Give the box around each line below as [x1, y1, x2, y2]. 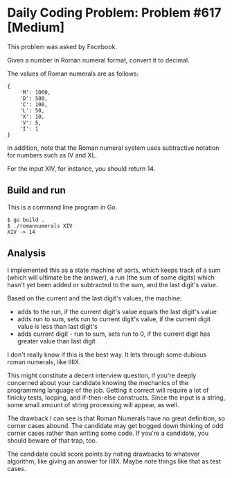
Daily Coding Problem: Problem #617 [7, 5, 222, 21]
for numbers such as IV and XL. [7, 151, 98, 159]
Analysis [7, 248, 46, 259]
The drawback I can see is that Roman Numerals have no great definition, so [7, 414, 225, 422]
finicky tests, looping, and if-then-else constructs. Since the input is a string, [7, 393, 226, 402]
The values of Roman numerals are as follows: [7, 69, 139, 78]
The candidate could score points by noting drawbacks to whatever [7, 450, 200, 458]
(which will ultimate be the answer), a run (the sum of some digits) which [7, 273, 215, 282]
